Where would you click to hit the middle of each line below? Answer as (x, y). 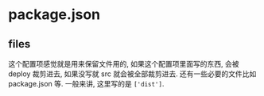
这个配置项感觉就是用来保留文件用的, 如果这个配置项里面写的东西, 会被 (124, 64)
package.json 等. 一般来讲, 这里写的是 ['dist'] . (86, 84)
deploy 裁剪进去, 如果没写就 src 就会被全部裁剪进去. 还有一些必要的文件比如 (132, 74)
